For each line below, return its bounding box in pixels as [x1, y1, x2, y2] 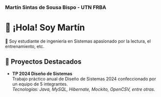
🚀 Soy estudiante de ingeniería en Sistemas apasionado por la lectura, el [5, 38, 151, 44]
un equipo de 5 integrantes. [12, 81, 68, 87]
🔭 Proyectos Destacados [5, 58, 82, 66]
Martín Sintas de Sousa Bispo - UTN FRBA [5, 4, 107, 11]
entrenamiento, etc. [5, 43, 45, 49]
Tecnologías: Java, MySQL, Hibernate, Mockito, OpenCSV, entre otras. [12, 86, 156, 92]
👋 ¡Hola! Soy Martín [5, 22, 85, 33]
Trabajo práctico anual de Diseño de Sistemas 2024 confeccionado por [12, 75, 157, 82]
